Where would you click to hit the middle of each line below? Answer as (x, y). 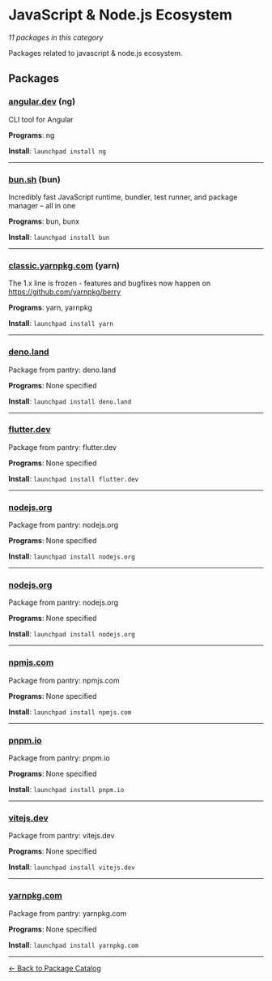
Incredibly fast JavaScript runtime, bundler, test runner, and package (123, 197)
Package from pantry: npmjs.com (64, 680)
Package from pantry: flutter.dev (63, 447)
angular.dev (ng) (42, 101)
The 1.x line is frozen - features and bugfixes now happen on (110, 283)
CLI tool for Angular (41, 119)
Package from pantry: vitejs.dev (62, 836)
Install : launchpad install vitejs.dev (72, 867)
